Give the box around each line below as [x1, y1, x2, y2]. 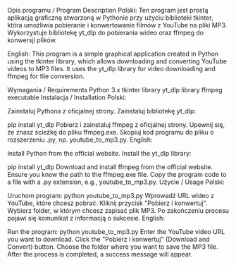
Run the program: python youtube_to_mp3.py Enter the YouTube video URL [7, 228, 225, 235]
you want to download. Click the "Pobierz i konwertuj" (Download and [7, 235, 210, 243]
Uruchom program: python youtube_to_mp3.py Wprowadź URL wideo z [7, 192, 215, 199]
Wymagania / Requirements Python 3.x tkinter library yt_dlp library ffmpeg [7, 86, 223, 94]
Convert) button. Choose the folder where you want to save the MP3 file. [7, 242, 218, 251]
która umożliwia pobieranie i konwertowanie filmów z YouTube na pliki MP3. [7, 21, 228, 29]
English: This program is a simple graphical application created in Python [7, 49, 219, 58]
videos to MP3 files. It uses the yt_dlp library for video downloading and [7, 65, 216, 73]
